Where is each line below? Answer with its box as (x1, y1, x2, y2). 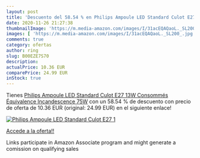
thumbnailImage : (6, 25, 46, 32)
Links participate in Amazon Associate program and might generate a (6, 139, 176, 146)
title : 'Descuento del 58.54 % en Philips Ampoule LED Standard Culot (6, 14, 185, 20)
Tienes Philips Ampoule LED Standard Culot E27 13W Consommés (6, 92, 168, 99)
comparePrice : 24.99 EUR (6, 70, 68, 76)
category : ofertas (6, 42, 52, 48)
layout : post (6, 8, 39, 15)
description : (6, 58, 39, 64)
